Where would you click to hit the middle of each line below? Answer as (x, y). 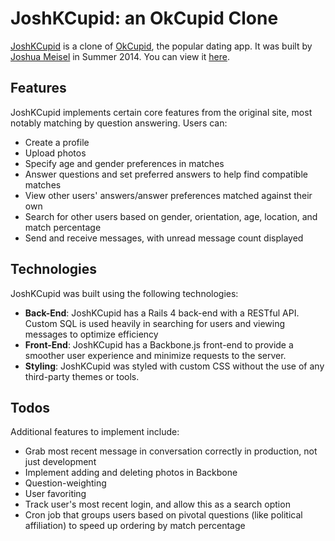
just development (60, 462)
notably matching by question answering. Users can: (119, 123)
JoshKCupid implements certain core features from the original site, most (161, 112)
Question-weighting (65, 483)
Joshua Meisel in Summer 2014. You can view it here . (120, 56)
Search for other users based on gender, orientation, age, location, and (171, 216)
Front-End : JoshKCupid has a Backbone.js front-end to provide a (159, 344)
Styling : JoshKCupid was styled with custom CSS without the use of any (174, 366)
